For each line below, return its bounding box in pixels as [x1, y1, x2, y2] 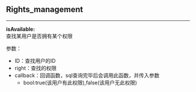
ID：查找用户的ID [14, 57, 56, 64]
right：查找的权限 [14, 64, 57, 72]
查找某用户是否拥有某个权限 [6, 32, 73, 40]
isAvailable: [6, 26, 35, 33]
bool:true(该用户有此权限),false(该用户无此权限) [23, 79, 137, 86]
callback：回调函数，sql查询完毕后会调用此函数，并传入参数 [14, 72, 160, 79]
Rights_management [6, 5, 83, 15]
